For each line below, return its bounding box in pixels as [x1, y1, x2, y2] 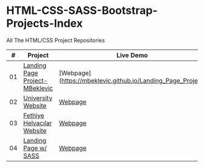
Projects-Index [6, 16, 83, 30]
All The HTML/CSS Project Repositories [6, 36, 105, 44]
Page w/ [23, 144, 47, 152]
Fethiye [23, 111, 44, 119]
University [23, 93, 53, 102]
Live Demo [116, 51, 148, 59]
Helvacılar [23, 119, 52, 127]
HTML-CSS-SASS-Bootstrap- [6, 4, 158, 18]
